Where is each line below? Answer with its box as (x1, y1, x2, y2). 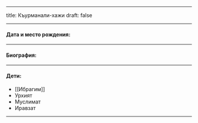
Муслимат (14, 98, 41, 105)
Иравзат (14, 104, 37, 111)
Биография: (6, 51, 37, 59)
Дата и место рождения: (6, 31, 71, 38)
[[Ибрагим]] (14, 85, 45, 92)
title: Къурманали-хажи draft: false (6, 12, 93, 18)
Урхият (14, 92, 32, 99)
